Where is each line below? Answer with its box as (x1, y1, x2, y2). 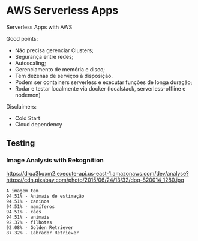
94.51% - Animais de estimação (6, 193, 85, 199)
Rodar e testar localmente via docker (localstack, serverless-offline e (14, 85, 186, 92)
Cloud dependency (14, 120, 62, 128)
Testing (6, 138, 35, 149)
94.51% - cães (6, 209, 42, 215)
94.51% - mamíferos (6, 203, 55, 210)
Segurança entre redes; (14, 53, 74, 60)
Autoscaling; (14, 59, 46, 67)
